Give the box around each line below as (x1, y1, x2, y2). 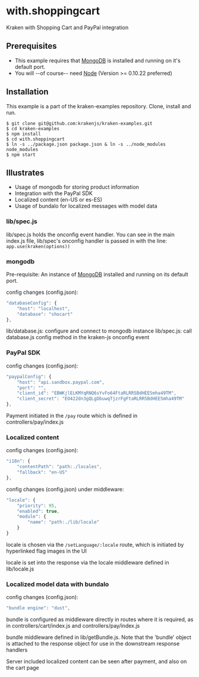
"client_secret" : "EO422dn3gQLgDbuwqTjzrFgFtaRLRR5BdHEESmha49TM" (17, 396, 185, 402)
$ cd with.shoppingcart (6, 136, 65, 142)
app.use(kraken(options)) (6, 243, 70, 249)
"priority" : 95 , (17, 503, 58, 509)
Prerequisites (6, 41, 57, 51)
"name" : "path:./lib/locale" (27, 519, 100, 525)
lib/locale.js (6, 565, 34, 572)
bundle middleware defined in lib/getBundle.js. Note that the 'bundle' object (6, 634, 192, 641)
